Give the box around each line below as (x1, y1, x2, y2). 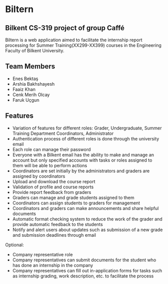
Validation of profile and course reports (12, 184, 94, 190)
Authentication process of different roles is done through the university (12, 135, 159, 141)
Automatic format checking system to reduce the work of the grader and (12, 216, 163, 222)
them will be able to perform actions (12, 162, 87, 168)
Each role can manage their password (12, 146, 91, 152)
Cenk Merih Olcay (12, 92, 50, 98)
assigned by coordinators (12, 173, 65, 179)
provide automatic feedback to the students (12, 221, 103, 227)
